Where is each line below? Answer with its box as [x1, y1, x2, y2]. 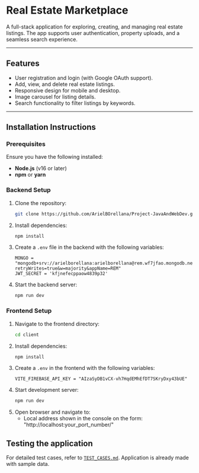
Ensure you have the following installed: [6, 154, 104, 161]
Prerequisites [6, 140, 46, 148]
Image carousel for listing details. [14, 93, 96, 100]
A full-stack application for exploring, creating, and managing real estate [6, 23, 183, 30]
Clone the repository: [14, 199, 67, 206]
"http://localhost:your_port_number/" [23, 421, 114, 429]
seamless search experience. [6, 36, 78, 43]
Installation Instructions [6, 122, 97, 132]
